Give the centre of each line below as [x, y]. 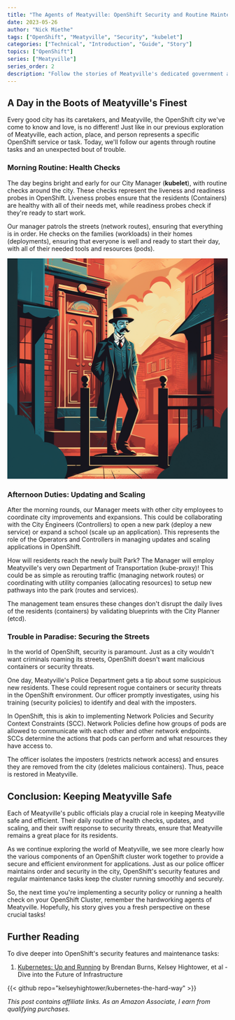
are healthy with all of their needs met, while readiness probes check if [109, 205]
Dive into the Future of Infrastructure [70, 974]
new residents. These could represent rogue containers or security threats [114, 688]
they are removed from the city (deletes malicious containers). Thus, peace [116, 767]
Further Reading [43, 936]
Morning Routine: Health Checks [64, 168]
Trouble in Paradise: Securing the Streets [79, 637]
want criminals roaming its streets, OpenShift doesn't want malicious [106, 659]
